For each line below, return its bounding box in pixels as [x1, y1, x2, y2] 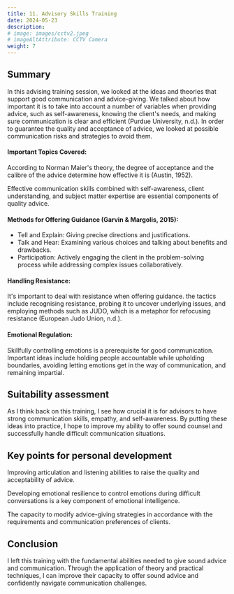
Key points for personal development [7, 449, 173, 462]
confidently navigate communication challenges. [7, 579, 147, 588]
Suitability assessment [7, 389, 110, 401]
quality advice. [7, 199, 50, 208]
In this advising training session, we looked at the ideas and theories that [7, 87, 217, 95]
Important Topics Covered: [7, 148, 87, 156]
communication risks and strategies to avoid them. [7, 132, 153, 140]
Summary [7, 69, 51, 80]
